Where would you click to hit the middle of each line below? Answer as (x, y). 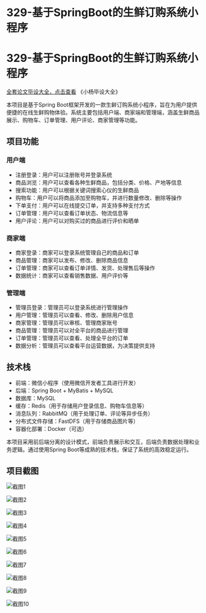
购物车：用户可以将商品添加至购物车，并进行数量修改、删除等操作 (98, 197)
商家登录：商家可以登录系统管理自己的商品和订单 (77, 253)
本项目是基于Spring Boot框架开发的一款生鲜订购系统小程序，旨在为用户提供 (102, 105)
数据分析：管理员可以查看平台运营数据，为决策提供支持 (85, 346)
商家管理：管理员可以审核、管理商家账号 (66, 323)
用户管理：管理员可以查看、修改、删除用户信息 (74, 315)
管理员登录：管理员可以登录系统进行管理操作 (72, 308)
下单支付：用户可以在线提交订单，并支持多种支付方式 (82, 205)
